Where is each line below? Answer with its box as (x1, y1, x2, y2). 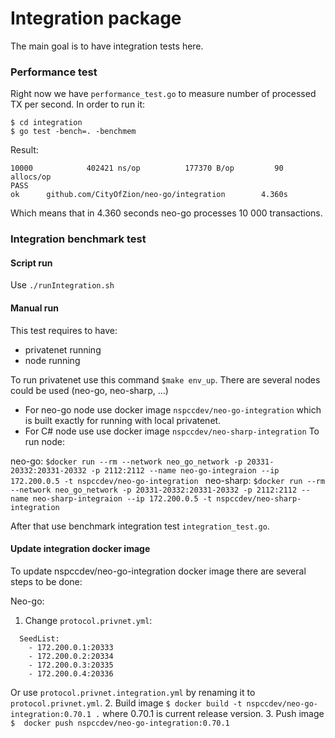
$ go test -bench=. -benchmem (10, 127, 137, 137)
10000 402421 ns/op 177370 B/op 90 (10, 163, 284, 174)
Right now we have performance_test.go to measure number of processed (10, 88, 317, 100)
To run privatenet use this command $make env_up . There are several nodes (10, 373, 321, 386)
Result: (10, 144, 39, 156)
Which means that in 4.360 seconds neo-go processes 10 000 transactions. (10, 207, 323, 219)
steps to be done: (10, 575, 83, 587)
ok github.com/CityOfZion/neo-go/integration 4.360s (10, 190, 288, 200)
